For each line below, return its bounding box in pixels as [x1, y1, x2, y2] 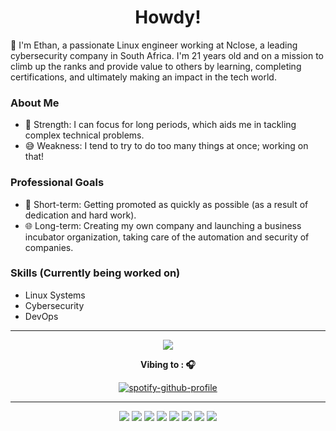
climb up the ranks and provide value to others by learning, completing [10, 60, 302, 72]
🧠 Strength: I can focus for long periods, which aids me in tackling [24, 119, 297, 131]
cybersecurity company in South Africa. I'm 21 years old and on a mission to [10, 49, 324, 61]
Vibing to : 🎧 [139, 358, 197, 370]
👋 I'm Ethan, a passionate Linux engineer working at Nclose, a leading [10, 39, 298, 51]
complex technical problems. [24, 129, 145, 141]
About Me [10, 96, 60, 110]
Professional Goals [10, 176, 105, 190]
